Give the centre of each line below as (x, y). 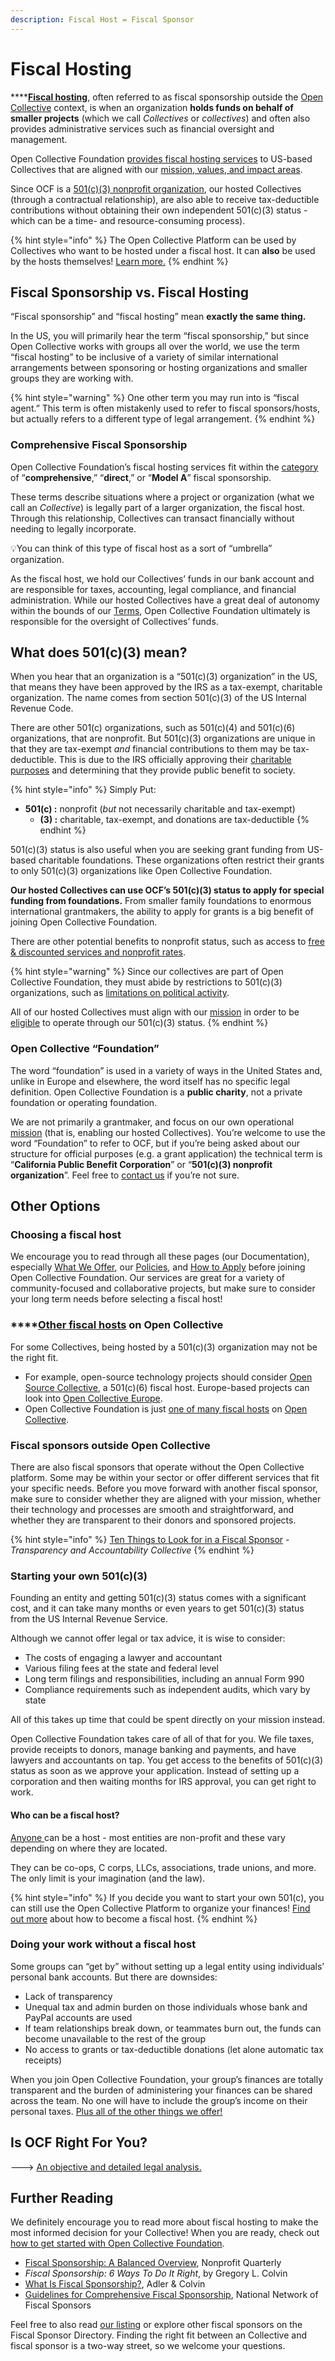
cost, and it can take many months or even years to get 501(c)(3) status (157, 1608)
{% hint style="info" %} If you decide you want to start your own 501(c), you (167, 1897)
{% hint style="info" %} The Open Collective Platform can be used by (153, 240)
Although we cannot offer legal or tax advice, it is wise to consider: (148, 1638)
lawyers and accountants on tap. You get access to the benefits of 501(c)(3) (167, 1760)
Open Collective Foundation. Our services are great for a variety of (147, 1278)
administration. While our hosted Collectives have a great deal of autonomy (165, 600)
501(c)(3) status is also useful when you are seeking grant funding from (157, 850)
